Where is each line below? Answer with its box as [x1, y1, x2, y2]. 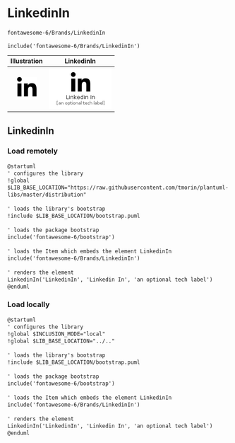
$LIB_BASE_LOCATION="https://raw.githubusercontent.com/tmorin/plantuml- [7, 184, 229, 191]
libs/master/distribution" [7, 191, 87, 198]
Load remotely [7, 146, 59, 156]
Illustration [10, 57, 44, 65]
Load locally [7, 299, 50, 309]
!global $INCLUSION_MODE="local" [7, 330, 106, 338]
